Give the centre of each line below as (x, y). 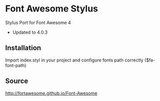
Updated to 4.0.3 (30, 32)
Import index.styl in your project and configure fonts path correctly (74, 60)
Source (17, 81)
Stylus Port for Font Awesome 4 (38, 22)
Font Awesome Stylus (52, 9)
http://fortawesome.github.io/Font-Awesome (51, 93)
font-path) (16, 65)
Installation (23, 48)
